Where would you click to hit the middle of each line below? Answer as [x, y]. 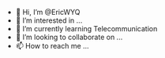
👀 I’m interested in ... [49, 20]
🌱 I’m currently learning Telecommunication [86, 29]
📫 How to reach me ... [52, 46]
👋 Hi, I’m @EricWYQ [48, 12]
